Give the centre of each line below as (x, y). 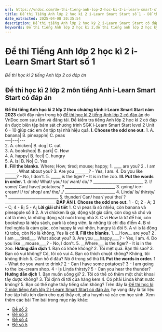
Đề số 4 (20, 319)
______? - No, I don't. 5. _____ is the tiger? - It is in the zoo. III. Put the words (79, 176)
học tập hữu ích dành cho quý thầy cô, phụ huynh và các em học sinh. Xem (80, 294)
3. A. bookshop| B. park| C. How (37, 151)
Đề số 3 (20, 314)
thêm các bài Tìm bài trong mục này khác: (47, 300)
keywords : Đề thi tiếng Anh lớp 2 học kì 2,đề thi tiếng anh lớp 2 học (78, 28)
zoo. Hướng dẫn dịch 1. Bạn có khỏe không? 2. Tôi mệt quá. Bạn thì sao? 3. (80, 248)
